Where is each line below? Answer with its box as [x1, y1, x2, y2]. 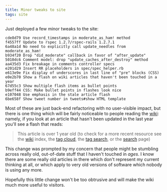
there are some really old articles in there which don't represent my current [5, 156, 160, 162]
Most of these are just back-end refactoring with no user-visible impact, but [5, 105, 161, 111]
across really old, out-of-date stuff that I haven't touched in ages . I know [5, 151, 155, 157]
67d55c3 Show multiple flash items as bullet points [5, 83, 117, 88]
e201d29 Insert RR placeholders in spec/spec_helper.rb [5, 66, 124, 71]
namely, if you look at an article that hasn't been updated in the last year [5, 116, 154, 122]
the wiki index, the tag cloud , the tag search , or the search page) [17, 136, 151, 142]
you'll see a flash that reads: [5, 121, 63, 127]
